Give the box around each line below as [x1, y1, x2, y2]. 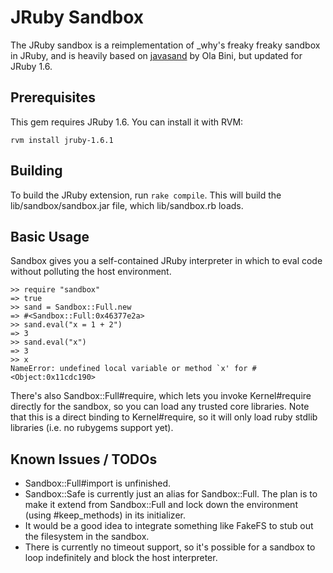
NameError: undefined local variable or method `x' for [10, 364, 248, 374]
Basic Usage [10, 228, 90, 245]
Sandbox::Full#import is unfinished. [24, 477, 172, 490]
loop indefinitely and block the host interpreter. [24, 552, 218, 564]
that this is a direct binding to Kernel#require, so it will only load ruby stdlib [10, 411, 318, 423]
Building [10, 162, 63, 180]
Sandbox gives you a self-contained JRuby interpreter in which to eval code [10, 255, 323, 267]
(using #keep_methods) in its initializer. [24, 509, 186, 521]
